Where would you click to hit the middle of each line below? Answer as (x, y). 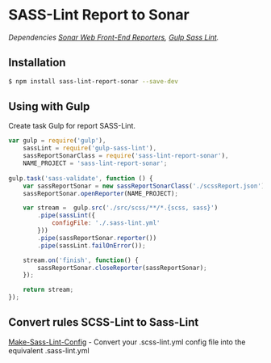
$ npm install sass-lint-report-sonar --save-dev (94, 81)
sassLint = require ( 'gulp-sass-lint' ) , (90, 148)
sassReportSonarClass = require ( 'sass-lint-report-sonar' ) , (126, 156)
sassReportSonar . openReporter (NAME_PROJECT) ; (101, 193)
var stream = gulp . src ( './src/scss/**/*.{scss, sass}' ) (121, 208)
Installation (37, 63)
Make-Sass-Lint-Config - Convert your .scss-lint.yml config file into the (127, 342)
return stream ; (48, 290)
